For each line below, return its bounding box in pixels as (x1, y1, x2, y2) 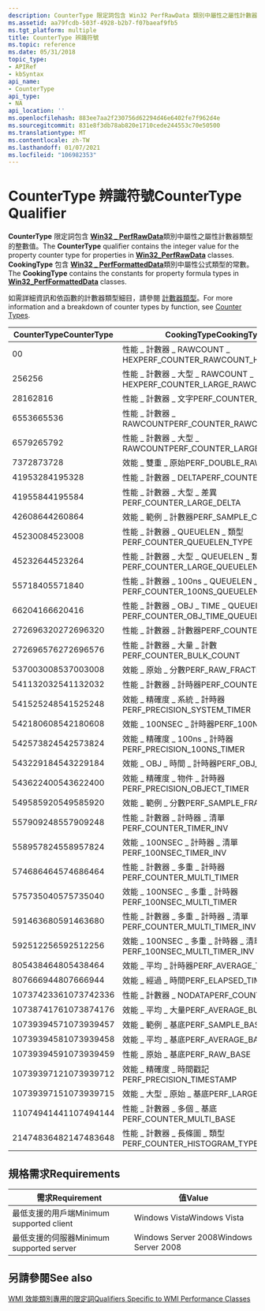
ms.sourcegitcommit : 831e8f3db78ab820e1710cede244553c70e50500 (8, 121, 221, 129)
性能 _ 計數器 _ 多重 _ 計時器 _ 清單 (121, 911, 249, 922)
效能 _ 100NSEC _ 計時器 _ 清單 (121, 837, 238, 848)
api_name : (8, 77, 41, 85)
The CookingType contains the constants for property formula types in (8, 269, 239, 278)
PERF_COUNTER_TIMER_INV (121, 823, 229, 834)
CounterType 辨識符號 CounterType (8, 187, 242, 205)
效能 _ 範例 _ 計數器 (121, 512, 194, 523)
